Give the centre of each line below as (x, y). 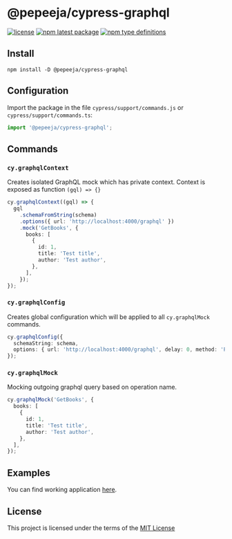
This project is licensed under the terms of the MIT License (91, 528)
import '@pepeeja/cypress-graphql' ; (60, 127)
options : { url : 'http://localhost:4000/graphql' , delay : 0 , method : (115, 350)
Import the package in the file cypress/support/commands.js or (96, 107)
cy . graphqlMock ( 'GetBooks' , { (51, 400)
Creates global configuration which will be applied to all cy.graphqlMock (109, 317)
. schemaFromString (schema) (58, 215)
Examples (29, 473)
